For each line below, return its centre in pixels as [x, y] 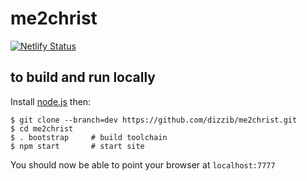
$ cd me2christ [42, 128]
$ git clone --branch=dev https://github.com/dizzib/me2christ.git [154, 120]
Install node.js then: [51, 101]
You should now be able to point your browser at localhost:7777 [143, 164]
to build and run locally [83, 77]
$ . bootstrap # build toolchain [89, 137]
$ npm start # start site [77, 146]
